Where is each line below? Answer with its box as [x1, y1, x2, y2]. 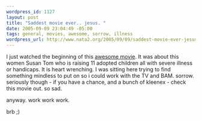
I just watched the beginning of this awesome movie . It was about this [6, 53, 179, 60]
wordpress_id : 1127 [6, 8, 55, 15]
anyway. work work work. [6, 96, 70, 104]
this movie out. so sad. [6, 85, 63, 92]
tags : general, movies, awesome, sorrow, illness [6, 31, 133, 37]
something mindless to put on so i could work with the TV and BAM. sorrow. [6, 72, 194, 79]
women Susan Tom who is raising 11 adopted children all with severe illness [6, 59, 193, 66]
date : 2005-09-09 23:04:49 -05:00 [6, 25, 93, 32]
